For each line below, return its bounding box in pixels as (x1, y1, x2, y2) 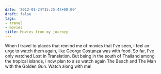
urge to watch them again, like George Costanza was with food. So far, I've (5, 48, 154, 54)
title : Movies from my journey (5, 30, 68, 34)
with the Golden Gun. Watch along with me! (5, 63, 92, 69)
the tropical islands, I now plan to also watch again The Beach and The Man (5, 59, 156, 64)
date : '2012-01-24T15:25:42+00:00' (5, 7, 77, 12)
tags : (5, 16, 16, 21)
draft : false (5, 12, 32, 16)
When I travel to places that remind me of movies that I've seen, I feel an (5, 43, 149, 48)
